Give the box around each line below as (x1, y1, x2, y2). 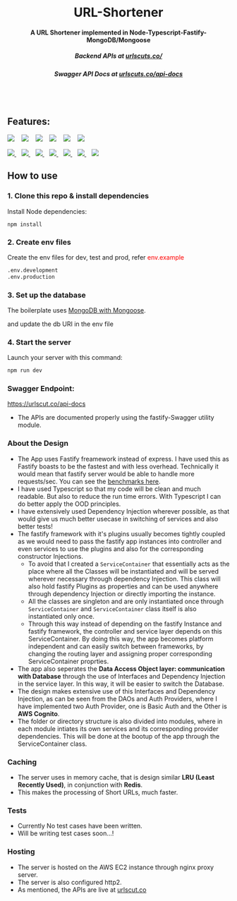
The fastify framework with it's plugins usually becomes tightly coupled (17, 529, 226, 538)
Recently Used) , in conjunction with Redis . (17, 780, 143, 790)
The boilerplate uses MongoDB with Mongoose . (7, 306, 146, 314)
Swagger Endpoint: (7, 384, 75, 394)
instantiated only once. (28, 612, 95, 620)
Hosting (7, 847, 35, 857)
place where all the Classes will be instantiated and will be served (28, 567, 219, 575)
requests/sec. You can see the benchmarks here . (17, 477, 161, 485)
